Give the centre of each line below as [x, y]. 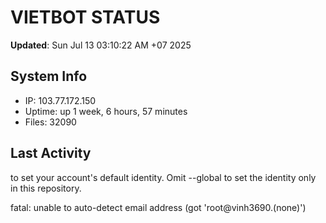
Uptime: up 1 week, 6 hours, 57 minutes [106, 111]
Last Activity [51, 153]
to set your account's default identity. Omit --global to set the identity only [163, 177]
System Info [49, 76]
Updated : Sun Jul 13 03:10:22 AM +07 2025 [101, 45]
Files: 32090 [50, 122]
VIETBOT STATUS [85, 17]
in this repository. [46, 188]
